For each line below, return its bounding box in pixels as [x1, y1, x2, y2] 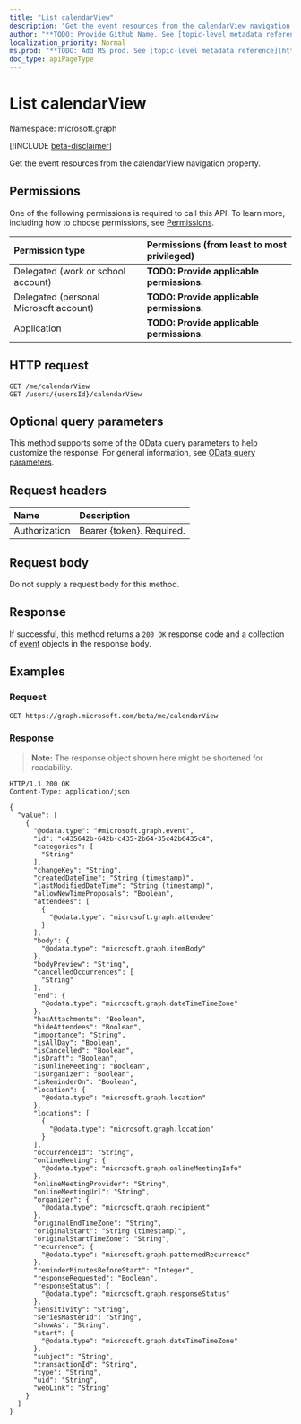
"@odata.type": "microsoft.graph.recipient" [41, 1203, 211, 1211]
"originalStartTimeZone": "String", [32, 1234, 170, 1243]
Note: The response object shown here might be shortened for [30, 752, 264, 763]
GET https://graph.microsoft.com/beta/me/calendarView [9, 711, 219, 720]
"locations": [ [32, 1108, 90, 1117]
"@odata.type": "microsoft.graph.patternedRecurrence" [41, 1250, 251, 1259]
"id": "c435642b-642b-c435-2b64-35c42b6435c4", [32, 834, 215, 843]
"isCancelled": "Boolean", [32, 1046, 134, 1055]
